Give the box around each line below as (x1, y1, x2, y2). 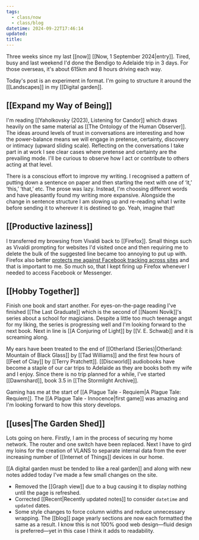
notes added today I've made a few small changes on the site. (6, 471, 158, 479)
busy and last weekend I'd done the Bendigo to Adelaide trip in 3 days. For (6, 59, 189, 66)
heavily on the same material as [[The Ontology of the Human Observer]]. (6, 123, 187, 130)
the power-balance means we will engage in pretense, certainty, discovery (6, 135, 189, 143)
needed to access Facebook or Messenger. (6, 269, 113, 276)
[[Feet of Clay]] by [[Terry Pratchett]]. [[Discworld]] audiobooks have (6, 358, 175, 365)
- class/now (11, 14, 42, 20)
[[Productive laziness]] (6, 221, 93, 232)
